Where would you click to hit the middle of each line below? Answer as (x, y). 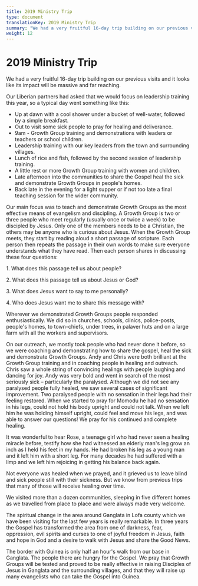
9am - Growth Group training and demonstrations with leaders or (93, 133)
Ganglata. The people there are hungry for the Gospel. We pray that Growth (98, 558)
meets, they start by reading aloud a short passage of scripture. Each (90, 239)
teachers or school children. (49, 140)
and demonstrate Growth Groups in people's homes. (78, 183)
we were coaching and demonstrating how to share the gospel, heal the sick (99, 350)
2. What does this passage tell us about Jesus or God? (72, 280)
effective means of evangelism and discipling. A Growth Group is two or (93, 213)
